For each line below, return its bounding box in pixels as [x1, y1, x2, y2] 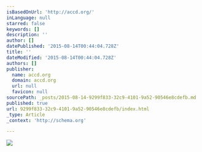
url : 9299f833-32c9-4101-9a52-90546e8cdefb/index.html [6, 105, 150, 112]
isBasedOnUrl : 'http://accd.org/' [6, 9, 95, 15]
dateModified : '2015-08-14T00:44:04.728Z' [6, 55, 117, 61]
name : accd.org [12, 72, 51, 78]
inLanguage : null [6, 15, 51, 21]
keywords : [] [6, 26, 40, 32]
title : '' [6, 49, 32, 55]
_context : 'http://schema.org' [6, 117, 87, 123]
